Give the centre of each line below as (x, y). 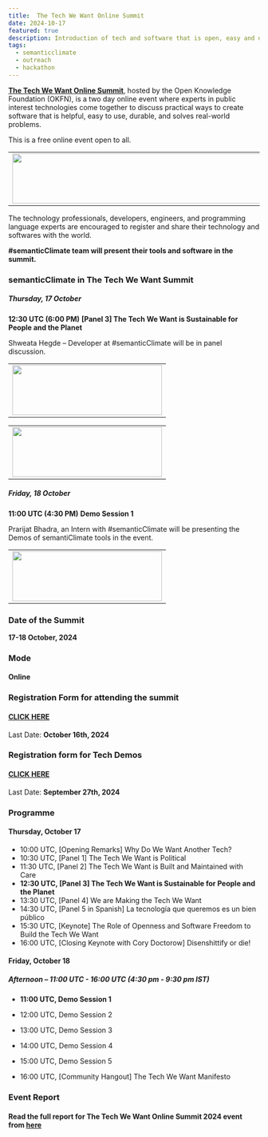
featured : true (33, 30)
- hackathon (35, 68)
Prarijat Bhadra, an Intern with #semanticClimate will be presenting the (124, 529)
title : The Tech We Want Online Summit (77, 16)
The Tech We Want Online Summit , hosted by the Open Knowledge (120, 90)
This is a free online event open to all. (70, 140)
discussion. (27, 351)
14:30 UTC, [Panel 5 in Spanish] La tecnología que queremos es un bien (138, 909)
